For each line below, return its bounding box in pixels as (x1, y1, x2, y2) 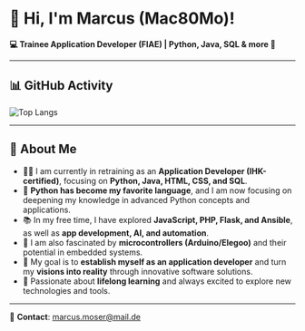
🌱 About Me (9, 141, 77, 157)
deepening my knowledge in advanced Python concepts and (22, 194, 251, 205)
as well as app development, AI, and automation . (22, 227, 209, 239)
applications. (22, 204, 71, 215)
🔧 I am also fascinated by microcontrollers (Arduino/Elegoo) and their (22, 237, 287, 248)
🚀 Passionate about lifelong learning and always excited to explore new (22, 276, 292, 287)
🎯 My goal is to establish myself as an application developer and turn (22, 256, 287, 267)
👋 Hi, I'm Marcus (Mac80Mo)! (9, 8, 235, 29)
